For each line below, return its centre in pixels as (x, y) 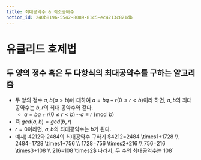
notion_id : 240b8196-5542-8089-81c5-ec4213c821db (70, 17)
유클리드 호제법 (41, 49)
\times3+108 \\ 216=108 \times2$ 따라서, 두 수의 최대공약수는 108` (94, 150)
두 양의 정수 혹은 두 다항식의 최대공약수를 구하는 (89, 73)
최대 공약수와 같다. (72, 107)
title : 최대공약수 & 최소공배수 (40, 12)
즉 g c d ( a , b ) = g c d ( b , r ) (43, 122)
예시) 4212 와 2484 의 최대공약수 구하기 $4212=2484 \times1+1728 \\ (97, 137)
